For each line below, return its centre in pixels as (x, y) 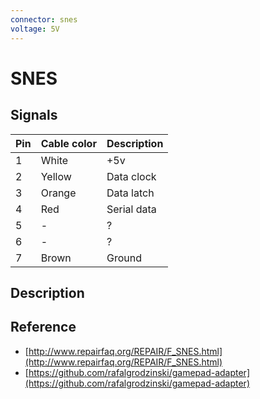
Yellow (56, 176)
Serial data (131, 209)
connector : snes (44, 19)
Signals (34, 115)
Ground (124, 258)
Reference (43, 327)
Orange (58, 193)
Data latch (130, 193)
